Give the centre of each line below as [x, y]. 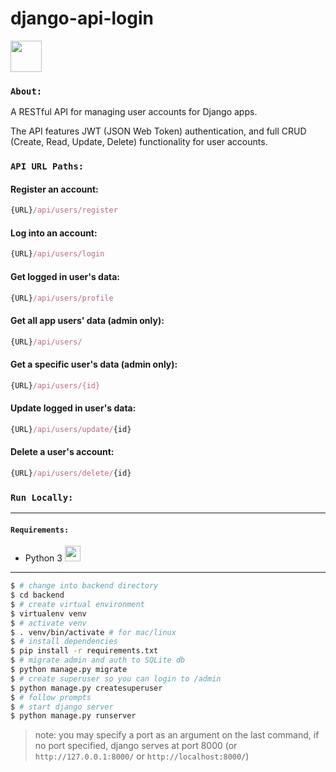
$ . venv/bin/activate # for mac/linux [93, 632]
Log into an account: [54, 233]
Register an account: [54, 189]
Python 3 [43, 558]
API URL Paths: [47, 166]
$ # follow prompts [51, 697]
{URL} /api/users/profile [62, 298]
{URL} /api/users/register [64, 210]
